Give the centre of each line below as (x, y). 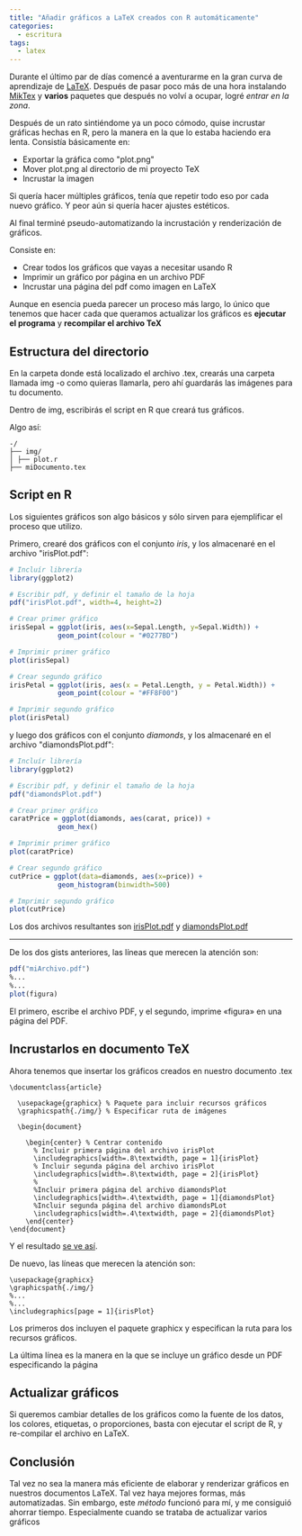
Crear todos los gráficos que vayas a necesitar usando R (127, 267)
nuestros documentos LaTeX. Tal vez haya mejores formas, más (127, 1493)
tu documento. (36, 392)
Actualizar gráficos (64, 1392)
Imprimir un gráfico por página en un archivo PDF (114, 277)
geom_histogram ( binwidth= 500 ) (114, 885)
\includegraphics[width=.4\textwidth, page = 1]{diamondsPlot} (154, 1197)
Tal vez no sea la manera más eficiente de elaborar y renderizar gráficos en (149, 1484)
